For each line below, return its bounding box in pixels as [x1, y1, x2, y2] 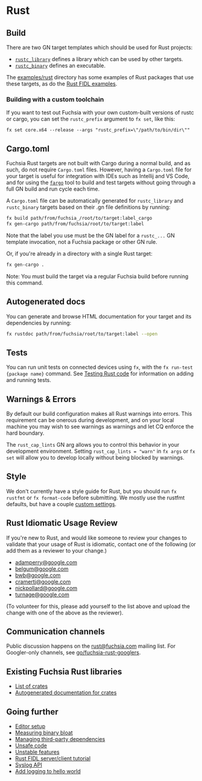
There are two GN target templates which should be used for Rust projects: [6, 44, 193, 51]
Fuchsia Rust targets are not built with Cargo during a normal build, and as [6, 160, 191, 167]
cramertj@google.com [14, 578, 71, 585]
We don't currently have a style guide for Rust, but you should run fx [6, 487, 177, 495]
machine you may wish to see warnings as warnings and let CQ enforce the [6, 423, 194, 430]
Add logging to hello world [14, 768, 81, 775]
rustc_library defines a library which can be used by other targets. [14, 56, 183, 62]
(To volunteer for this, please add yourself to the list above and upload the [6, 602, 190, 610]
